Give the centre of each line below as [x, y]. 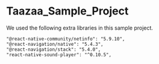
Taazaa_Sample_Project [67, 11]
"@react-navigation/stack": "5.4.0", [54, 50]
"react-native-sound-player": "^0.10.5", [59, 55]
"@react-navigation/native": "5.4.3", [55, 44]
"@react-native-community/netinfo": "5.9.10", [66, 39]
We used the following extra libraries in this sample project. [80, 28]
